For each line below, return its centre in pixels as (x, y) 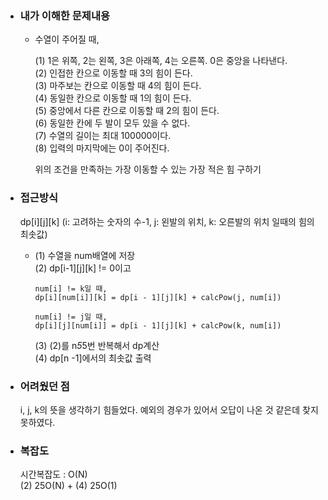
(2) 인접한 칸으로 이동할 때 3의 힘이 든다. (113, 73)
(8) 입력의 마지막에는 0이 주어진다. (102, 148)
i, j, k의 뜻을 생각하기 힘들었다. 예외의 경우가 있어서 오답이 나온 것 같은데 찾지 (169, 409)
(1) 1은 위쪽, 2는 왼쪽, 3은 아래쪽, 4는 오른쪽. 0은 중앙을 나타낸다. (161, 61)
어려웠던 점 (44, 386)
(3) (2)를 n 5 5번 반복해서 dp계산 (97, 345)
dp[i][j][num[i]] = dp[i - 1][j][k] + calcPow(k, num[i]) (158, 325)
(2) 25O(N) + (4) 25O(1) (68, 486)
